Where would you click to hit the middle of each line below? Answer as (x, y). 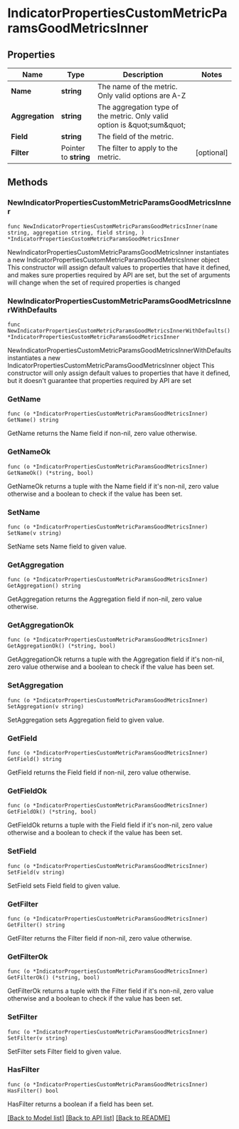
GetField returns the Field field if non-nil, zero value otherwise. (99, 772)
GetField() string (34, 760)
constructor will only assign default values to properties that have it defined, (119, 373)
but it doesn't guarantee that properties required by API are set (100, 380)
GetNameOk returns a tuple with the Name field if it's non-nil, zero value (113, 486)
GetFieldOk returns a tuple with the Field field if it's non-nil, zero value (110, 825)
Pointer (73, 148)
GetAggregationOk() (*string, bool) (62, 646)
